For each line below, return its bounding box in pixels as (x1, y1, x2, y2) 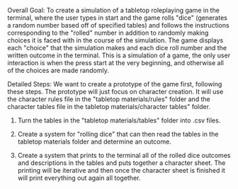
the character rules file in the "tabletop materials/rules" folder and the (7, 95, 210, 103)
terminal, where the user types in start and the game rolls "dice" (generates (7, 13, 228, 22)
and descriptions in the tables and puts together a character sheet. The (17, 159, 226, 167)
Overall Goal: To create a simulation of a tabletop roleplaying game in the (7, 6, 220, 14)
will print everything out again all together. (17, 173, 141, 182)
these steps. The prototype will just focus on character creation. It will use (7, 88, 224, 96)
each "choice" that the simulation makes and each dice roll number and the (7, 44, 227, 52)
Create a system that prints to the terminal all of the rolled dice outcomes (17, 151, 231, 159)
